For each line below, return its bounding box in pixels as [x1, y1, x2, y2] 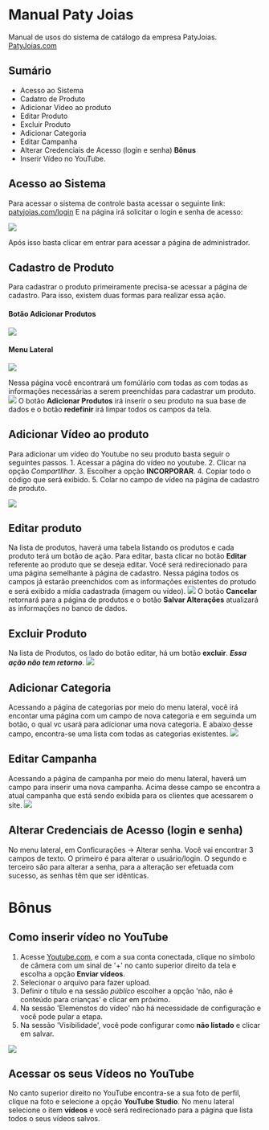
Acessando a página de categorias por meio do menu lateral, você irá [8, 702, 238, 712]
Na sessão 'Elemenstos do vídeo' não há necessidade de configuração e [19, 1003, 262, 1013]
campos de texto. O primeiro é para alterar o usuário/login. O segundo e [8, 854, 247, 863]
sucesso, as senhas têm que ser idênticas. [8, 870, 149, 880]
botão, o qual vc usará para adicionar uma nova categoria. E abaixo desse [8, 719, 253, 729]
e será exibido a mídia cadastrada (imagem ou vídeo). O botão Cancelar [8, 587, 257, 596]
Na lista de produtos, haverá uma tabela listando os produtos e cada [8, 542, 234, 552]
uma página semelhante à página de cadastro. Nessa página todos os [8, 568, 239, 578]
